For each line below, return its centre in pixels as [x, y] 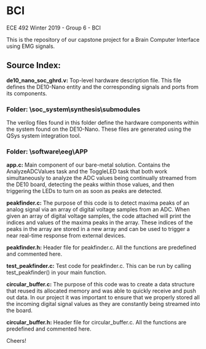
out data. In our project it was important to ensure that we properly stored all [103, 297]
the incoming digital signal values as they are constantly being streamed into [103, 304]
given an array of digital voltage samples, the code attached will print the [99, 216]
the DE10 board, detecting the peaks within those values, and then [90, 184]
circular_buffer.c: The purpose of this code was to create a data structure [101, 284]
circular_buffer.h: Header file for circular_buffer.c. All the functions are [97, 323]
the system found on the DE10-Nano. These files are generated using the [99, 129]
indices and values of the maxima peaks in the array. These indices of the [100, 222]
